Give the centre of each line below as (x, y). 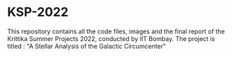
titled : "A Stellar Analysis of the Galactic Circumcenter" (87, 46)
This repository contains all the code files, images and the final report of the (116, 31)
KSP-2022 (38, 12)
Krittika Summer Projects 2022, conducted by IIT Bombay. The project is (111, 38)
